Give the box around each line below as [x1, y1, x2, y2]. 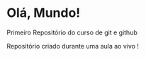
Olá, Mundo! [6, 5, 81, 21]
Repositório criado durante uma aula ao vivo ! [6, 42, 140, 50]
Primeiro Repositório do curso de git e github [6, 28, 137, 37]
